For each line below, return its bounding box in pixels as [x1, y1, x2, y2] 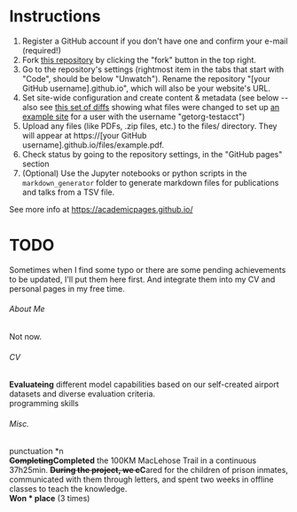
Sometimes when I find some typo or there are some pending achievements [9, 264, 286, 275]
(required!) [21, 44, 62, 55]
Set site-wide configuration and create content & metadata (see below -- [21, 92, 289, 103]
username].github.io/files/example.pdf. [21, 140, 165, 150]
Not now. [9, 332, 43, 342]
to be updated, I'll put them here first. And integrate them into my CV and [9, 274, 276, 284]
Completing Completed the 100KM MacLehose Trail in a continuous [9, 455, 257, 466]
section [21, 158, 50, 169]
